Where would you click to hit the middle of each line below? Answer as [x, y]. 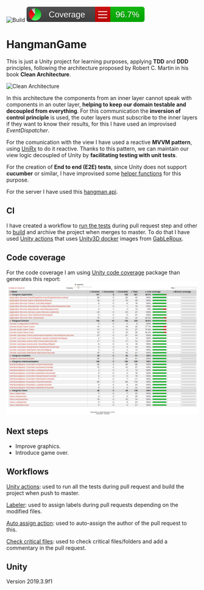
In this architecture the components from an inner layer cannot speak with [99, 98]
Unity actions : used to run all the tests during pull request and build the [95, 486]
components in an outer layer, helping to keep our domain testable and [97, 104]
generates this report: [33, 279]
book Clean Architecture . [39, 74]
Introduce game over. [42, 452]
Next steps [27, 431]
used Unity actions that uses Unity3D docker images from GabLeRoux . [95, 238]
